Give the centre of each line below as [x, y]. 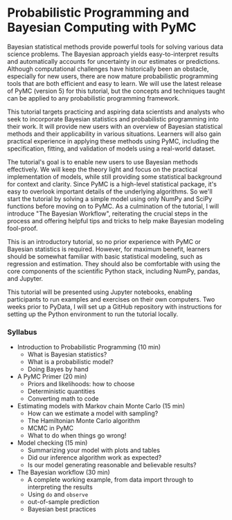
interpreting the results [60, 487]
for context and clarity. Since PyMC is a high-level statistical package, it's [112, 184]
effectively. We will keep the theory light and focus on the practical [102, 169]
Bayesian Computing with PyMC [102, 27]
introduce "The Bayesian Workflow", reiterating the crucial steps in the [107, 214]
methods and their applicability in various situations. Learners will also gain [114, 134]
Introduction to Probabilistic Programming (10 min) [89, 347]
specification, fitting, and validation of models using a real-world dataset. [111, 148]
